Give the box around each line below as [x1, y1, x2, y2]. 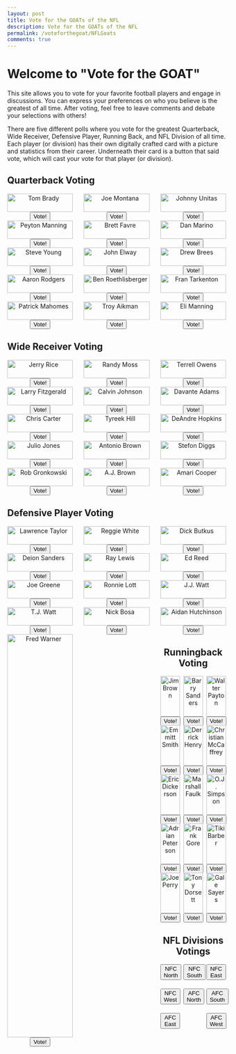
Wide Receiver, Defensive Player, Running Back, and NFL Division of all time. [7, 132, 226, 141]
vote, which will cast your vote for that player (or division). [7, 155, 174, 163]
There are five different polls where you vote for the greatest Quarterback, [7, 125, 220, 133]
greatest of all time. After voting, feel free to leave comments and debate [7, 104, 215, 112]
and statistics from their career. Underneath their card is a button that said [7, 147, 220, 155]
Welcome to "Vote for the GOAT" [7, 66, 201, 82]
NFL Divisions [162, 934, 224, 946]
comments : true [7, 36, 51, 43]
